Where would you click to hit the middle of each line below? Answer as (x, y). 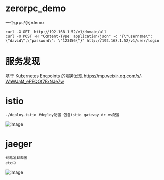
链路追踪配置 (17, 158)
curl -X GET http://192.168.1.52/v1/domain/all (56, 32)
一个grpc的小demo (25, 22)
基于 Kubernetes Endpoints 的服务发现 (44, 76)
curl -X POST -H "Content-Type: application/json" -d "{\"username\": (79, 36)
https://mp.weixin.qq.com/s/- (113, 76)
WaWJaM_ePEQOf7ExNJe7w (35, 81)
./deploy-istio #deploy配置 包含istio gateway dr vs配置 (63, 115)
